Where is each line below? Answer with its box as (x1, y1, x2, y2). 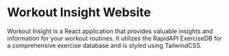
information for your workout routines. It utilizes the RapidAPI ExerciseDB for (7, 34, 222, 42)
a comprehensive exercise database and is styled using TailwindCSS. (7, 41, 202, 49)
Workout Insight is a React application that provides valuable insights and (7, 27, 213, 35)
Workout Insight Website (7, 5, 152, 20)
